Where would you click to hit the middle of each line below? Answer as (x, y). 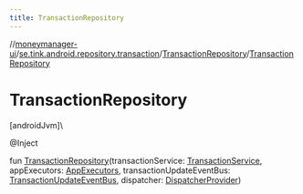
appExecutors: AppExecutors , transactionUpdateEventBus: (120, 170)
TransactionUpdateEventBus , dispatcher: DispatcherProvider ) (125, 179)
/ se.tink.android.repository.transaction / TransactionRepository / (133, 53)
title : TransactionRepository (67, 18)
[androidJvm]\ (37, 125)
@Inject (24, 143)
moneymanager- (46, 44)
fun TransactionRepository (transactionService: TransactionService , (136, 160)
